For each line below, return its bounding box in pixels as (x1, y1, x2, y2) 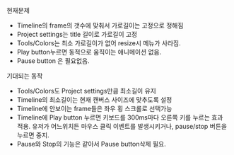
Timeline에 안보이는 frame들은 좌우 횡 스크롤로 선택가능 (16, 105, 172, 113)
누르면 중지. (16, 131, 50, 139)
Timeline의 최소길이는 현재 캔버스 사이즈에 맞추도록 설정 (16, 96, 172, 104)
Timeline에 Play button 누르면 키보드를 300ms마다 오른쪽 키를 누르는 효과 (16, 113, 223, 122)
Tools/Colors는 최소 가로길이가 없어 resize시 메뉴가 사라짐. (16, 39, 181, 47)
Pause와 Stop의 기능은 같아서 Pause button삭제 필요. (16, 140, 167, 148)
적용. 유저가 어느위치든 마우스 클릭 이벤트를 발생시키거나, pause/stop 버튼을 (16, 122, 228, 130)
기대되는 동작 (6, 71, 43, 80)
